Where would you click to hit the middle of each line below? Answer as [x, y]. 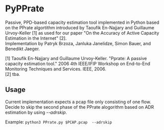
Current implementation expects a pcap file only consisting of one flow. [78, 102]
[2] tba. [13, 74]
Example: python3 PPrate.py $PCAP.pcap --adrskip [59, 122]
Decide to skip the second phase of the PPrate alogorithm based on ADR [80, 107]
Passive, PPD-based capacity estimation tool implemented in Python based [82, 22]
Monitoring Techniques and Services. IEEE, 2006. [56, 69]
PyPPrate [25, 9]
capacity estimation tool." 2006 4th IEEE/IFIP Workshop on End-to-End [78, 64]
